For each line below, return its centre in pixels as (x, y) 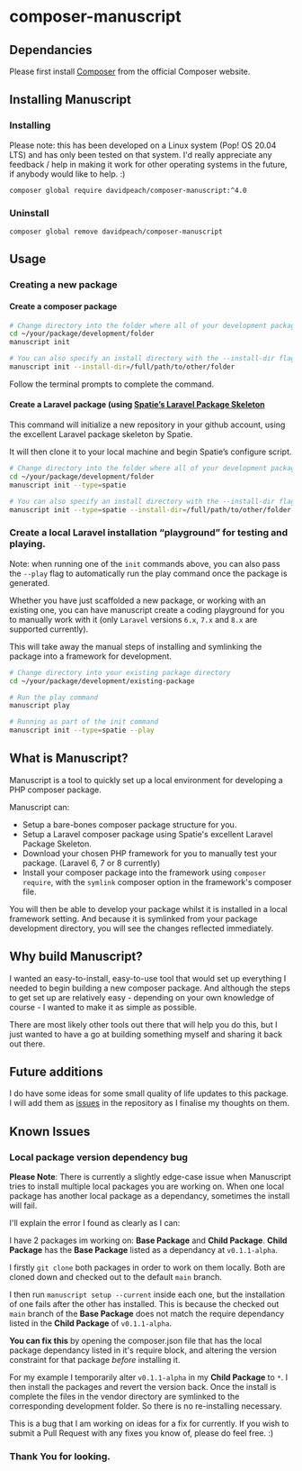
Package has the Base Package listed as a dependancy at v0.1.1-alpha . (144, 1250)
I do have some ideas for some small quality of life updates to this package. (149, 1093)
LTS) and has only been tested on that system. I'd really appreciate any (141, 154)
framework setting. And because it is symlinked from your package (133, 918)
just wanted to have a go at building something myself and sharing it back (146, 1034)
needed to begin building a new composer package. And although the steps (150, 988)
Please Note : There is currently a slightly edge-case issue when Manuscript (151, 1177)
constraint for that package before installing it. (95, 1360)
